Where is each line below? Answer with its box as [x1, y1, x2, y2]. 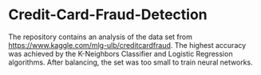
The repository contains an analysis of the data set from [8, 32, 193, 41]
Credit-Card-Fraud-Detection [8, 6, 208, 24]
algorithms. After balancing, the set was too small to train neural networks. [8, 57, 253, 67]
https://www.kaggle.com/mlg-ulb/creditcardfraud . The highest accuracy [8, 40, 247, 49]
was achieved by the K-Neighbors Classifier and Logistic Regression [8, 49, 233, 58]
